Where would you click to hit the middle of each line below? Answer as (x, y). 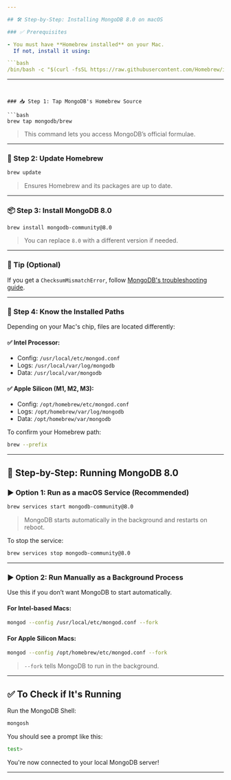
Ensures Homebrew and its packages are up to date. (98, 186)
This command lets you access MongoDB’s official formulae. (110, 134)
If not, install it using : (52, 51)
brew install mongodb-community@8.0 (59, 227)
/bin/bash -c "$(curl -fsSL (47, 70)
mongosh (18, 723)
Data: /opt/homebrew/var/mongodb (64, 419)
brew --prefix (27, 445)
